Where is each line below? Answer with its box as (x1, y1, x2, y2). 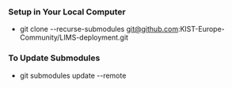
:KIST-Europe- (177, 25, 226, 34)
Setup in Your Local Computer (8, 6, 126, 17)
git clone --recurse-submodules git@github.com (19, 25, 179, 34)
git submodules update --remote (19, 71, 127, 80)
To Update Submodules (8, 52, 101, 63)
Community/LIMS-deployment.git (19, 33, 129, 42)
